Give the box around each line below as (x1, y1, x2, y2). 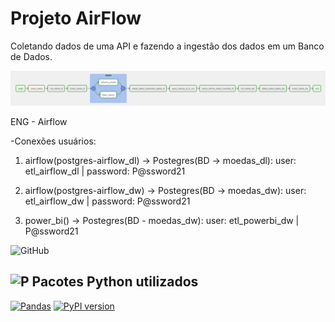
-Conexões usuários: (10, 135, 97, 147)
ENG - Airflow (10, 116, 68, 128)
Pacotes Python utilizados (31, 273, 199, 291)
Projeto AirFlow (10, 7, 142, 30)
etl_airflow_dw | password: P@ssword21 (24, 195, 191, 207)
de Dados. (10, 50, 53, 62)
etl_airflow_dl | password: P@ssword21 (24, 165, 186, 177)
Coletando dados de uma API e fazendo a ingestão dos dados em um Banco (10, 40, 325, 52)
